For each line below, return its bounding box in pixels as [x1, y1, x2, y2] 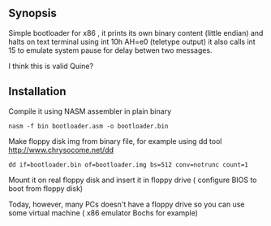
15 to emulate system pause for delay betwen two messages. [8, 45, 213, 55]
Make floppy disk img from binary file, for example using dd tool [8, 136, 222, 146]
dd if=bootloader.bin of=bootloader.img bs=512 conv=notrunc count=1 [8, 160, 249, 169]
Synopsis [8, 7, 57, 20]
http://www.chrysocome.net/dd [8, 145, 114, 154]
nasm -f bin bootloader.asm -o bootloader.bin [8, 122, 169, 130]
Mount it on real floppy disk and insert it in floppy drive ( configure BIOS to [8, 175, 257, 185]
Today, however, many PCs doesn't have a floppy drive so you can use [8, 199, 245, 209]
